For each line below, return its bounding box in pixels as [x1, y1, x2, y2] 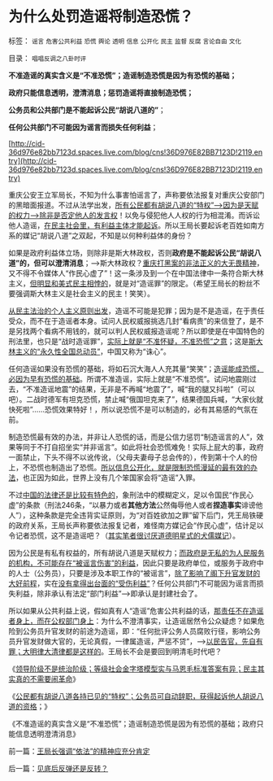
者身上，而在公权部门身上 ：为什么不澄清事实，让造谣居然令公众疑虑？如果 [8, 616, 258, 626]
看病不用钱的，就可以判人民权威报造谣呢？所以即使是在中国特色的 [43, 326, 265, 336]
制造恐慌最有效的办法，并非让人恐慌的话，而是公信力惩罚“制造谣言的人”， [8, 432, 258, 442]
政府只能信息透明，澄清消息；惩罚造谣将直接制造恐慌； [8, 87, 193, 98]
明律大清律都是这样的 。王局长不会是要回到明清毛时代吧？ [29, 646, 222, 656]
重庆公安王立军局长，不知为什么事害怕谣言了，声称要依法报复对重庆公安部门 [8, 190, 265, 199]
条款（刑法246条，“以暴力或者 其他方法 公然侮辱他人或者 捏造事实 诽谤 [25, 500, 256, 509]
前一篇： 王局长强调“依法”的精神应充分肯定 [8, 746, 150, 756]
